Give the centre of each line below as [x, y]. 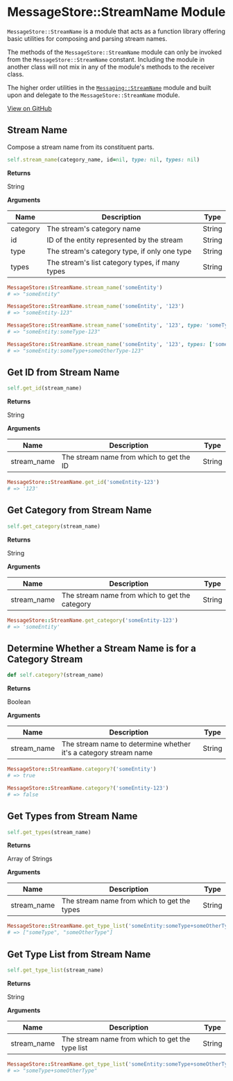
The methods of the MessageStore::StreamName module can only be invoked [114, 52]
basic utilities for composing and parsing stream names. [87, 38]
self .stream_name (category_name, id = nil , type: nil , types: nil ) [103, 159]
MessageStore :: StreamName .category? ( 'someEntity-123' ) [88, 788]
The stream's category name [94, 228]
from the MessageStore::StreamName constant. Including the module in [106, 59]
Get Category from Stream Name [80, 510]
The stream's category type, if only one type [119, 251]
